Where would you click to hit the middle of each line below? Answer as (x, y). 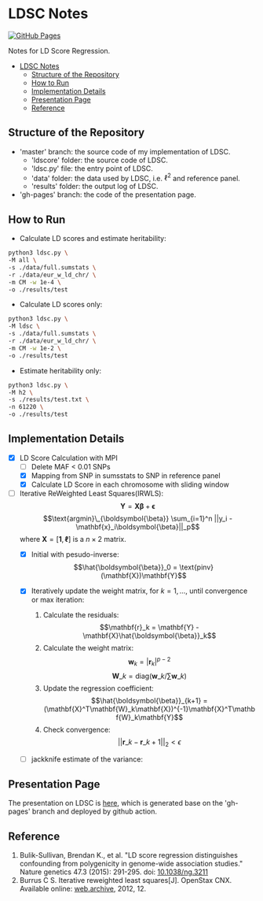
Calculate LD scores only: (61, 305)
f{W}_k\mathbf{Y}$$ (150, 717)
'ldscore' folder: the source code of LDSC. (100, 160)
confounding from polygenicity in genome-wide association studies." (131, 864)
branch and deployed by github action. (95, 811)
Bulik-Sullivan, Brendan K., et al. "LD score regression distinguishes (128, 855)
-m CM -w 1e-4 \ (35, 282)
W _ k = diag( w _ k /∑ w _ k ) (149, 676)
